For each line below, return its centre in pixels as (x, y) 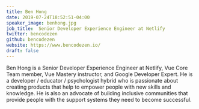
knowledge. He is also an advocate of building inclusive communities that (97, 93)
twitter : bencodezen (32, 34)
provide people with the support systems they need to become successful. (99, 99)
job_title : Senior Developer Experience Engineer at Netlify (86, 28)
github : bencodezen (31, 40)
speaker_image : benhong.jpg (41, 23)
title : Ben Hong (26, 12)
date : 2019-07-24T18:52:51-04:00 (48, 17)
